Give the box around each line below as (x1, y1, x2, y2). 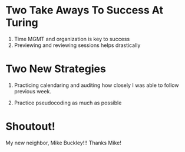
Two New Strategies (5, 62, 107, 76)
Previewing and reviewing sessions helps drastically (14, 42, 141, 49)
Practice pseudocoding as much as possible (14, 99, 122, 106)
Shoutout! (5, 120, 55, 133)
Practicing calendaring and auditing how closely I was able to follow (14, 82, 179, 89)
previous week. (14, 87, 51, 94)
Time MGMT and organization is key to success (14, 35, 130, 42)
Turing (5, 16, 39, 29)
